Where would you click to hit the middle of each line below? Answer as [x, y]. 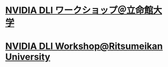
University [28, 57]
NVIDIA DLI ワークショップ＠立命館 [79, 10]
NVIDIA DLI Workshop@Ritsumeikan [84, 46]
